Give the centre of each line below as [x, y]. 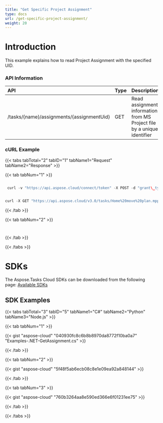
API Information [24, 78]
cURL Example [22, 150]
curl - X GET [17, 201]
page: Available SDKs [26, 285]
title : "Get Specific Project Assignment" [49, 9]
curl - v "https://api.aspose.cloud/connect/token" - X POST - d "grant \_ [81, 188]
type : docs [16, 14]
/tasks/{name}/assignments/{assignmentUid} [59, 117]
